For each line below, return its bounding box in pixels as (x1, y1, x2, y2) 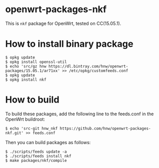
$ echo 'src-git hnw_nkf (5, 126, 58, 131)
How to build (5, 94, 59, 106)
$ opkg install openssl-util (5, 59, 67, 64)
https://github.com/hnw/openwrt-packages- (59, 126, 151, 131)
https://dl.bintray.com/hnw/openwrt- (48, 63, 129, 69)
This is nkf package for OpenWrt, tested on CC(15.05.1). (5, 20, 121, 26)
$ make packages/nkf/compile (5, 158, 67, 163)
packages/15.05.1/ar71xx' (5, 68, 60, 73)
